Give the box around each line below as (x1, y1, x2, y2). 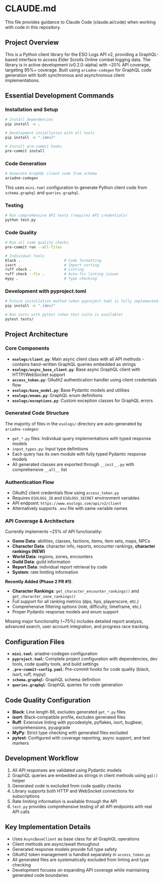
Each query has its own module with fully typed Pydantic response (12, 451, 146, 457)
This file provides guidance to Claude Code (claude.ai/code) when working (5, 19, 156, 25)
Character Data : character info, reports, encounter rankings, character (12, 543, 155, 549)
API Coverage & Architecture (5, 518, 75, 525)
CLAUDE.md (5, 3, 57, 14)
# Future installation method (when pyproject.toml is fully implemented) (5, 299, 161, 304)
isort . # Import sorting (5, 262, 99, 268)
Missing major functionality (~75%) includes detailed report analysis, (5, 618, 143, 624)
